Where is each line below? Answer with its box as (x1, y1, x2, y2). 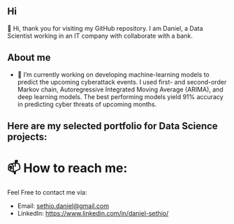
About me (7, 52, 51, 64)
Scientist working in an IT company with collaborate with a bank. (7, 31, 193, 40)
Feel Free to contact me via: (7, 188, 87, 196)
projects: (7, 131, 47, 143)
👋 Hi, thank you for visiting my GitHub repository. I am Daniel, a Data (7, 24, 204, 32)
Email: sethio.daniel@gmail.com (17, 202, 110, 210)
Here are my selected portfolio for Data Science (7, 120, 218, 132)
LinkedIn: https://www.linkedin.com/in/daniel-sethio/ (17, 209, 169, 217)
